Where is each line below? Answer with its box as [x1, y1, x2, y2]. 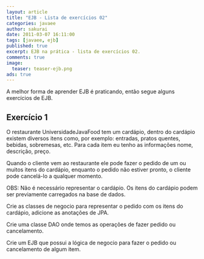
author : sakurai [6, 26, 48, 32]
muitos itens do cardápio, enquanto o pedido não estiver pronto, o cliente [6, 166, 191, 174]
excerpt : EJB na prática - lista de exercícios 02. [6, 49, 140, 55]
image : [6, 60, 23, 66]
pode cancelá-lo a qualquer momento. [6, 172, 103, 180]
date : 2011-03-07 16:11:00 [6, 32, 75, 38]
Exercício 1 [6, 112, 48, 122]
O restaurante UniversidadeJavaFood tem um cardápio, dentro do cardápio [6, 129, 195, 136]
